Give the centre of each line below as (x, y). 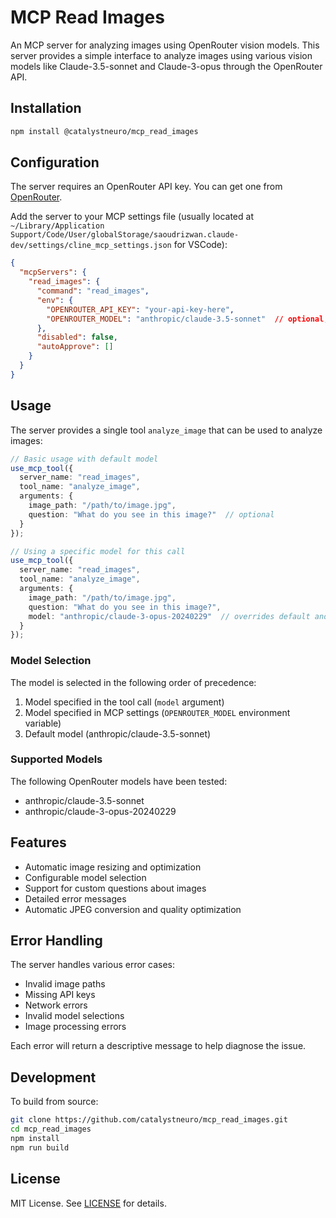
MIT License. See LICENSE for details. (88, 1203)
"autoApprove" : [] (75, 347)
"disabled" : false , (77, 337)
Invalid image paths (65, 984)
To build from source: (54, 1102)
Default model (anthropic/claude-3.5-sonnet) (118, 733)
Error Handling (56, 941)
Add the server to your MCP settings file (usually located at (132, 217)
